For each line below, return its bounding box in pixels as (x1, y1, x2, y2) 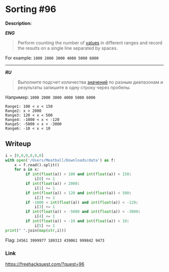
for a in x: (14, 167, 39, 172)
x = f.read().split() (14, 162, 59, 167)
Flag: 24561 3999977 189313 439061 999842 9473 (5, 237, 105, 243)
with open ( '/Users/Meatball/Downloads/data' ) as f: (5, 158, 116, 163)
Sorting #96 (5, 4, 56, 15)
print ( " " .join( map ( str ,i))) (5, 228, 66, 233)
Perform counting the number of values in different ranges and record (17, 39, 162, 46)
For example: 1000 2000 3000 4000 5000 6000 (5, 54, 99, 61)
